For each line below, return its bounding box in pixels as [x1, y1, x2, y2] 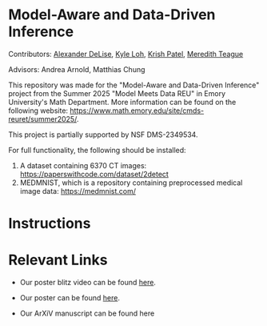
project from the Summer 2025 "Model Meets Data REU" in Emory [8, 88, 226, 98]
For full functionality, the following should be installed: [8, 145, 186, 155]
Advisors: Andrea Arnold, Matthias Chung [8, 64, 145, 74]
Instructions [8, 215, 91, 233]
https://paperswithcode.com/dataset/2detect [19, 169, 169, 179]
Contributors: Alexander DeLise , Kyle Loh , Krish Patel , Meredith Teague [8, 49, 244, 58]
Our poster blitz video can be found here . [19, 278, 156, 288]
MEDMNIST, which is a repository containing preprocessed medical [19, 178, 243, 187]
